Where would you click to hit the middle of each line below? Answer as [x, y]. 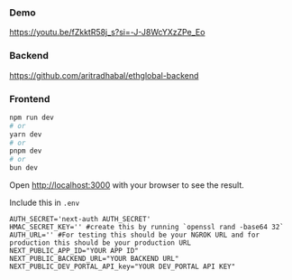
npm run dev [32, 117]
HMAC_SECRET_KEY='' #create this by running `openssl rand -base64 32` [146, 228]
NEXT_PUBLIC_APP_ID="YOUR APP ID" [74, 251]
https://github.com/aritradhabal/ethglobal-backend [104, 75]
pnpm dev [26, 151]
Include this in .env [45, 203]
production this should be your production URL [100, 243]
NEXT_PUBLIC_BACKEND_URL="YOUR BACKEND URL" [94, 259]
